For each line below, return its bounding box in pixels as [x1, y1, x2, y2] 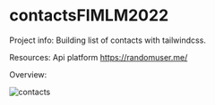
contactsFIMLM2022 [9, 5, 169, 26]
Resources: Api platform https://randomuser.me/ [9, 52, 188, 62]
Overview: [9, 69, 47, 80]
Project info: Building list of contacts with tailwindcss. [9, 35, 206, 45]
